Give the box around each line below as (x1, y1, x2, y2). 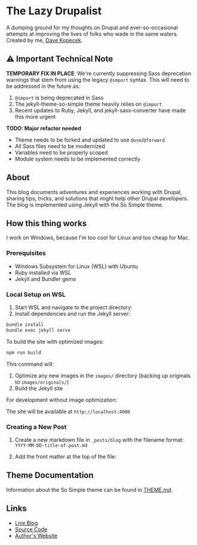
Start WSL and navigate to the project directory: (14, 303, 133, 311)
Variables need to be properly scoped (14, 149, 108, 156)
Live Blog (14, 519, 38, 526)
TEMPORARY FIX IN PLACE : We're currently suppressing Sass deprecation (6, 70, 192, 77)
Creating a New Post (6, 423, 67, 431)
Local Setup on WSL (6, 290, 66, 298)
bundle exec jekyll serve (6, 327, 70, 333)
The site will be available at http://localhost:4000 (6, 408, 130, 415)
